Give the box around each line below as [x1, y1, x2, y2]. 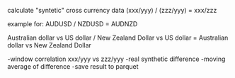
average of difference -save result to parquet [7, 62, 139, 70]
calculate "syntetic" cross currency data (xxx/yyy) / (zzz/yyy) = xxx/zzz [7, 6, 217, 14]
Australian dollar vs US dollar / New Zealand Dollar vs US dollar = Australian [7, 33, 229, 42]
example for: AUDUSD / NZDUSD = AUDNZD [7, 20, 138, 28]
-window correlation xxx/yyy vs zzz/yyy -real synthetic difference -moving [7, 55, 226, 63]
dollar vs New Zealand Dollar [7, 41, 92, 49]
